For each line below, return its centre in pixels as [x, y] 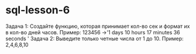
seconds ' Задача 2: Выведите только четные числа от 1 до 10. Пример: [94, 38]
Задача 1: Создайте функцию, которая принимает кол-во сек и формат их [98, 26]
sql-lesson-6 [38, 10]
